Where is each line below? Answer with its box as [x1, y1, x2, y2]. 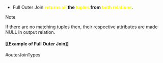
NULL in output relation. [5, 29, 56, 35]
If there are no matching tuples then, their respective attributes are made [5, 24, 158, 30]
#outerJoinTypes [5, 52, 41, 58]
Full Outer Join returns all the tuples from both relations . [12, 5, 133, 10]
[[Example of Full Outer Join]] [5, 40, 69, 47]
